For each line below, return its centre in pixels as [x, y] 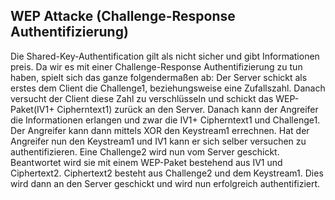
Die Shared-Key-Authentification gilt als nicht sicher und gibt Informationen [165, 56]
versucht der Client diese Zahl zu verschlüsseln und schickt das [142, 98]
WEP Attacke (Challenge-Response [123, 16]
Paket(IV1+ [32, 109]
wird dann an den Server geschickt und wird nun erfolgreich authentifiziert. [165, 183]
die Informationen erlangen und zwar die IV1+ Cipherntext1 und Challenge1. [165, 120]
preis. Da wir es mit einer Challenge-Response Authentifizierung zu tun [156, 66]
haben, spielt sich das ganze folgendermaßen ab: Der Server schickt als [159, 77]
